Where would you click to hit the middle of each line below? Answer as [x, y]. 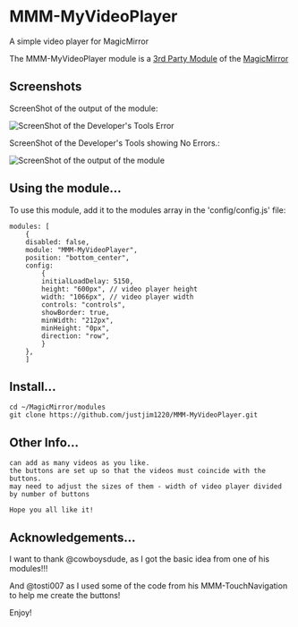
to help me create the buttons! [65, 595]
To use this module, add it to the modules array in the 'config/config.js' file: [148, 210]
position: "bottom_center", [77, 258]
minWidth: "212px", [78, 320]
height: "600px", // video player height [120, 289]
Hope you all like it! [51, 510]
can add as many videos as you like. [80, 463]
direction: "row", [76, 336]
